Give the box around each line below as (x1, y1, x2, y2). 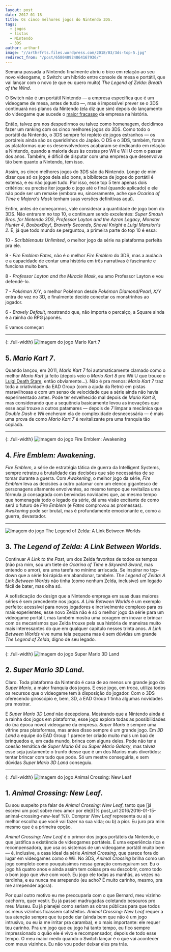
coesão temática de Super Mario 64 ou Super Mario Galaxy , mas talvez (5, 743, 156, 749)
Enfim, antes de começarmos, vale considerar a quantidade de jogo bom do (5, 206, 164, 212)
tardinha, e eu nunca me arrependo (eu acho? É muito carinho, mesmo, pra (5, 877, 163, 883)
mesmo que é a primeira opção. (5, 824, 72, 830)
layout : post (5, 7, 33, 13)
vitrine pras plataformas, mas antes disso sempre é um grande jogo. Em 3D (5, 727, 163, 733)
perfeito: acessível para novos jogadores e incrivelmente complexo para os (5, 604, 163, 610)
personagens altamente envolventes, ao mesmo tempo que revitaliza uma (5, 486, 160, 492)
